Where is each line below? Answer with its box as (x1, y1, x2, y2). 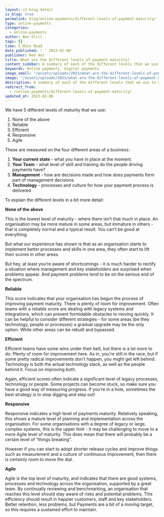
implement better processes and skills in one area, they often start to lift (5, 246, 150, 252)
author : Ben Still (5, 35, 42, 40)
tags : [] (5, 39, 23, 44)
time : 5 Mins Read (5, 44, 42, 48)
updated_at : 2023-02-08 (5, 94, 54, 98)
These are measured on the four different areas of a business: (5, 147, 130, 153)
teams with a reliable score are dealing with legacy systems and (5, 306, 134, 312)
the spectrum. (5, 277, 33, 282)
